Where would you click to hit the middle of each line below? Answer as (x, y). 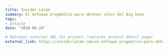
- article (15, 24)
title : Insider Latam (28, 10)
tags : (11, 19)
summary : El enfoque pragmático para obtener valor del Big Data (74, 14)
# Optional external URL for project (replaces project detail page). (80, 37)
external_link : (21, 42)
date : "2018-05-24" (25, 28)
